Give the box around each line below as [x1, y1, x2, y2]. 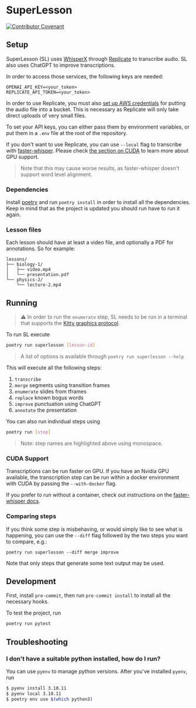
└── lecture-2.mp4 [16, 282, 61, 288]
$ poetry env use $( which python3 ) [6, 696, 93, 702]
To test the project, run [6, 609, 61, 617]
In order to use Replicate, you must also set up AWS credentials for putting [6, 99, 186, 106]
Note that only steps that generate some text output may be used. [6, 560, 165, 567]
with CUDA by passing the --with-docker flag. [6, 480, 117, 487]
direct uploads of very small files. [6, 112, 87, 119]
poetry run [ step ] [6, 429, 51, 436]
